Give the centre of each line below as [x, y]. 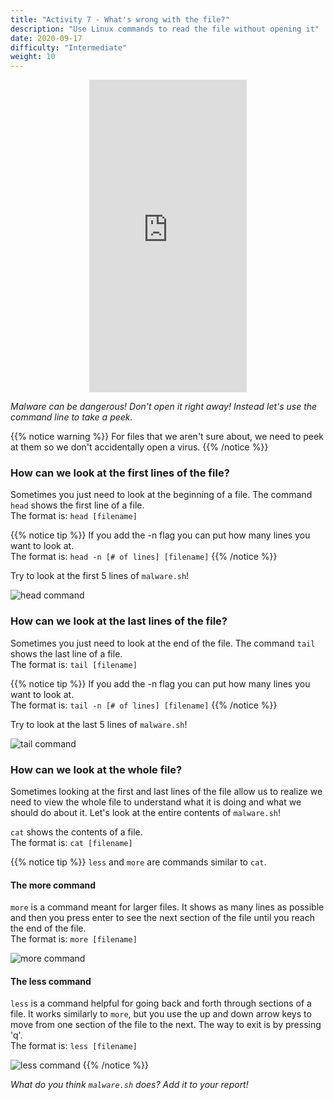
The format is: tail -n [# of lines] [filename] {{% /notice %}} [144, 705]
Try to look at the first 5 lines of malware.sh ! [100, 576]
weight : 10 [33, 57]
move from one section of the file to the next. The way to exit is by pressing [166, 1025]
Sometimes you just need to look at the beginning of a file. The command [161, 495]
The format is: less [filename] [74, 1046]
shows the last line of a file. [66, 653]
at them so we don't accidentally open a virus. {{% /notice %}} [139, 447]
